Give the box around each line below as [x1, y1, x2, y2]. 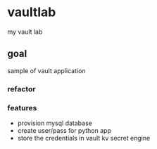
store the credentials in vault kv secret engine [17, 134, 151, 142]
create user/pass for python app [17, 126, 111, 134]
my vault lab [7, 27, 43, 36]
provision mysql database [17, 119, 93, 127]
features [7, 103, 37, 112]
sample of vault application [7, 66, 86, 74]
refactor [7, 84, 36, 93]
